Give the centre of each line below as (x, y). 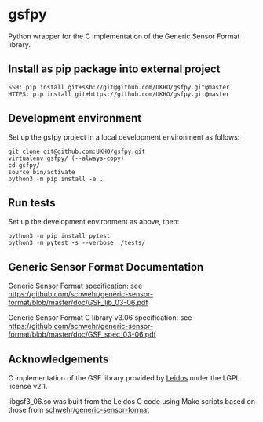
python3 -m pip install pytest (59, 236)
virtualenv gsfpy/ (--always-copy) (66, 158)
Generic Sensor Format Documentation (106, 267)
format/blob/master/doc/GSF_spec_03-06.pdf (82, 334)
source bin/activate (42, 172)
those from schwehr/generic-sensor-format (79, 410)
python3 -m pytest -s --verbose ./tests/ (77, 243)
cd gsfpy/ (24, 165)
